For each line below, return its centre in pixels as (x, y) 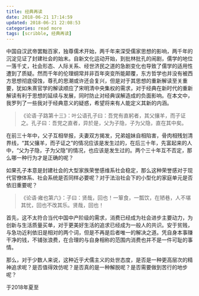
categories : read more (34, 28)
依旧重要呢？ (22, 185)
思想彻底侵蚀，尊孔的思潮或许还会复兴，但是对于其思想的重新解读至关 (97, 81)
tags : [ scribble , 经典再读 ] (39, 34)
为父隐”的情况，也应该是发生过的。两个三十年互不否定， (119, 150)
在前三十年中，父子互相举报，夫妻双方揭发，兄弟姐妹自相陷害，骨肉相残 (94, 136)
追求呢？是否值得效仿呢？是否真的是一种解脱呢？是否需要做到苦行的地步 (99, 268)
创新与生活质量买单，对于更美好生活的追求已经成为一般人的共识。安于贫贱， (99, 225)
